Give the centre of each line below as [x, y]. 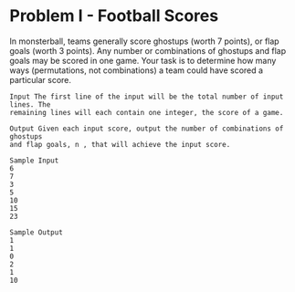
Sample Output [37, 232]
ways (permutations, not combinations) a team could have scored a [136, 70]
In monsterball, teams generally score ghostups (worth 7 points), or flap [145, 41]
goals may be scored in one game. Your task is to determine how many [143, 60]
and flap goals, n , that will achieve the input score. [120, 144]
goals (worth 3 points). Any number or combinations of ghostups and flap [147, 50]
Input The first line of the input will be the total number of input [147, 97]
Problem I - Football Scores [114, 16]
